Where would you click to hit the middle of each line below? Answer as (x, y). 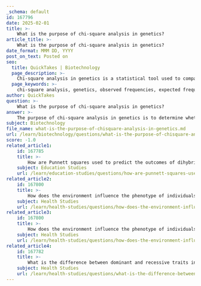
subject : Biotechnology (36, 124)
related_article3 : (29, 213)
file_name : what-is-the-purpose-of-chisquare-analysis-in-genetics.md (96, 129)
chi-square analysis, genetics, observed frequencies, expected (99, 90)
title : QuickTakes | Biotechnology (56, 67)
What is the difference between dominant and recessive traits (108, 263)
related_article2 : (29, 179)
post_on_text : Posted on (37, 56)
